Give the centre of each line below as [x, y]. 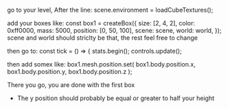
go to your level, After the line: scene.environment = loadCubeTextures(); [110, 10]
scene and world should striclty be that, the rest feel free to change [102, 38]
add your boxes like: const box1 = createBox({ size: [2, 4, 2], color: [101, 23]
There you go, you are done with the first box [71, 85]
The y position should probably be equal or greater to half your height [116, 98]
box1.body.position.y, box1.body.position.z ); [70, 72]
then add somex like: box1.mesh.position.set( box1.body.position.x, [101, 64]
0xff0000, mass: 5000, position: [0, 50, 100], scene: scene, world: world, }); [114, 31]
